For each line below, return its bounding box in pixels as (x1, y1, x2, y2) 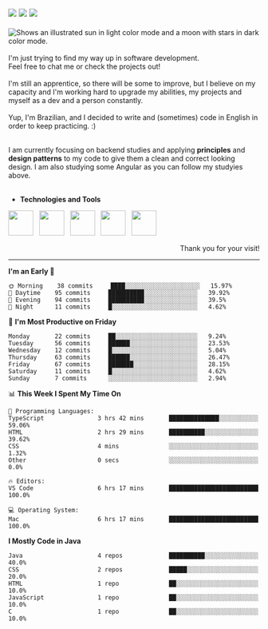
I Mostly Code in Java (8, 535, 81, 546)
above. (8, 170, 31, 180)
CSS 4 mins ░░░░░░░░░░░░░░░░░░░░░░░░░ (8, 442, 259, 450)
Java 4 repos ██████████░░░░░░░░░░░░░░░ (8, 551, 259, 559)
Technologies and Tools (19, 194, 101, 204)
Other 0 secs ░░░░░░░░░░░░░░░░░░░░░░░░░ (8, 456, 259, 464)
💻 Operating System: (8, 506, 80, 514)
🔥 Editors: (8, 477, 45, 485)
